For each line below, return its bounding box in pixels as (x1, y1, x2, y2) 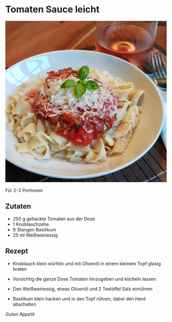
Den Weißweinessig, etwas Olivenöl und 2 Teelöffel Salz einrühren (12, 286, 153, 292)
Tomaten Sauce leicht (5, 4, 100, 15)
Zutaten (5, 202, 32, 211)
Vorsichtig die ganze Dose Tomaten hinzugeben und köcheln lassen (12, 275, 156, 282)
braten (12, 266, 27, 272)
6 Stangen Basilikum (12, 226, 56, 232)
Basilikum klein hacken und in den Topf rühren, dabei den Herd (12, 295, 146, 302)
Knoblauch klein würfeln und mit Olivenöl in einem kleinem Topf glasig (12, 260, 161, 267)
